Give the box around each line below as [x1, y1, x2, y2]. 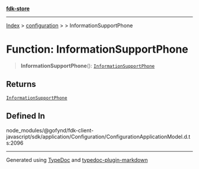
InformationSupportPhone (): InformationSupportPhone [20, 62, 155, 69]
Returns [6, 79, 37, 89]
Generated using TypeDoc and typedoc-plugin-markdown [6, 156, 148, 163]
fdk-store [6, 5, 30, 12]
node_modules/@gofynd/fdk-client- [6, 126, 94, 134]
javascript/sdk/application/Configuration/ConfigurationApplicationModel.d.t [6, 133, 191, 140]
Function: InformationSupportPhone [6, 43, 188, 56]
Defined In [6, 111, 46, 121]
